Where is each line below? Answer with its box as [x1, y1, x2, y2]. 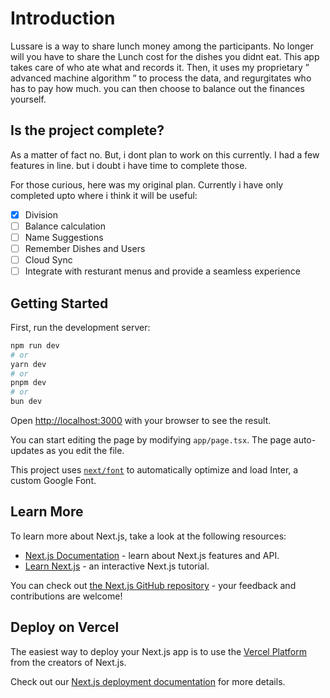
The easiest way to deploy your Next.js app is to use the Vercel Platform [10, 645, 308, 657]
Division [24, 208, 58, 221]
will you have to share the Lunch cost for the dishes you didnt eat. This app [10, 50, 320, 62]
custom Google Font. [10, 475, 97, 487]
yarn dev [10, 359, 47, 369]
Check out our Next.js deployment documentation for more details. [10, 675, 286, 687]
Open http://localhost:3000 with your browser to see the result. [10, 415, 272, 427]
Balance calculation [24, 220, 106, 232]
